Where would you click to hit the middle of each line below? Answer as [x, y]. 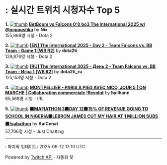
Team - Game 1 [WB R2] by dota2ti [41, 51]
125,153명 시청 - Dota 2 [28, 77]
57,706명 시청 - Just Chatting [35, 131]
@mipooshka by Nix [27, 29]
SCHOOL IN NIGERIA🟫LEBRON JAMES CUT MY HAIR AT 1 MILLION [75, 116]
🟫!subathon [18, 123]
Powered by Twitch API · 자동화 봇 [39, 157]
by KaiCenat [45, 123]
